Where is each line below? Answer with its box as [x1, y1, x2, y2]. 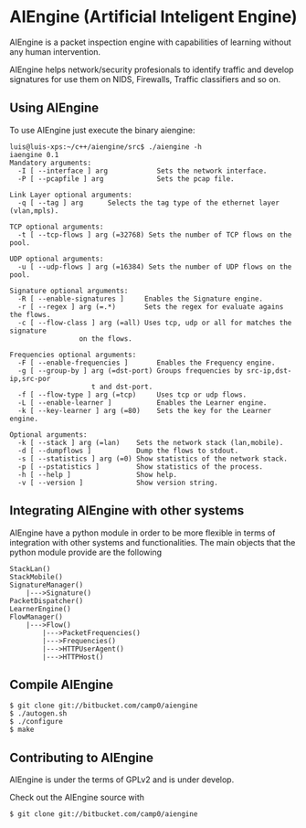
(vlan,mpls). [9, 206, 59, 216]
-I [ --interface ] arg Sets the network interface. [17, 166, 268, 175]
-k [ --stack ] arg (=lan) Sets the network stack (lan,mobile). [17, 438, 284, 447]
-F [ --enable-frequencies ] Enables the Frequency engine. [17, 358, 276, 367]
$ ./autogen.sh [9, 709, 68, 718]
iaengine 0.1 [9, 150, 59, 159]
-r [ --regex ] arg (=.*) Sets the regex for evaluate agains [17, 302, 284, 312]
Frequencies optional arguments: [9, 350, 137, 359]
